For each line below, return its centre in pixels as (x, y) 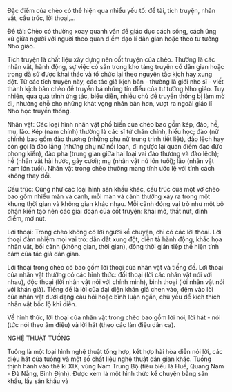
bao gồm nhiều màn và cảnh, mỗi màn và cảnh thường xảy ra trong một (109, 196)
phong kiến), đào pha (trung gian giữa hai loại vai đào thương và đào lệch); (113, 153)
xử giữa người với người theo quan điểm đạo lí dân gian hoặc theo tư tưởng (113, 39)
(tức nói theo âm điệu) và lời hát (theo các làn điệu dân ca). (91, 325)
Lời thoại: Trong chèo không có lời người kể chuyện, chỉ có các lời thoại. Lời (114, 232)
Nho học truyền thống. (39, 111)
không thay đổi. (29, 176)
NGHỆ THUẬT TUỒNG (39, 338)
